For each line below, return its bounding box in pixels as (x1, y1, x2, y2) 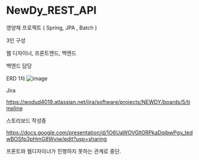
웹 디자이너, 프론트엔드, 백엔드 (6, 49, 76, 57)
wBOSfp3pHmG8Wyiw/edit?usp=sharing (6, 135, 108, 142)
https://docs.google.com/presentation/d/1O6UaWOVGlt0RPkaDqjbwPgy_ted (6, 129, 193, 136)
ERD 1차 (6, 75, 26, 82)
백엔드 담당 (6, 62, 32, 69)
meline (6, 104, 23, 112)
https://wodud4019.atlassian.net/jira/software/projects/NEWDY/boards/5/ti (6, 98, 191, 105)
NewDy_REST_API (6, 4, 97, 17)
